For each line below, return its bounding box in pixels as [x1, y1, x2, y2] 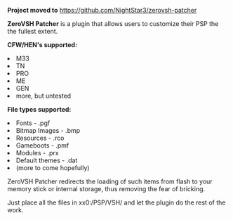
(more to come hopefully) [16, 164, 90, 172]
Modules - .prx [16, 149, 59, 157]
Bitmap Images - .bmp [16, 127, 81, 134]
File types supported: [7, 105, 72, 113]
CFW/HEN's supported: [7, 41, 78, 48]
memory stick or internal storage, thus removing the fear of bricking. [7, 185, 206, 193]
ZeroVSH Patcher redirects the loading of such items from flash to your [7, 177, 213, 186]
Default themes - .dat [16, 156, 78, 164]
